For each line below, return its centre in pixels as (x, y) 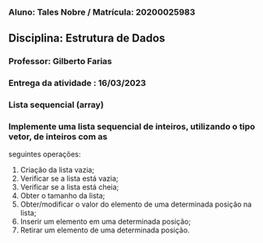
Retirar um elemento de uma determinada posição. (105, 230)
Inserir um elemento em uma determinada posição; (106, 222)
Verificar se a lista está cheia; (69, 187)
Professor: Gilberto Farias (60, 62)
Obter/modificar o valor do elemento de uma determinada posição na (136, 204)
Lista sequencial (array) (56, 105)
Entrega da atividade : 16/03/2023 (77, 83)
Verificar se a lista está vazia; (69, 179)
